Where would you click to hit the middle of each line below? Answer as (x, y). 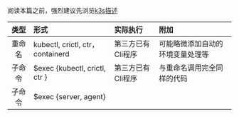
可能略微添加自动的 (191, 44)
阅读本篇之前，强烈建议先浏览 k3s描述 (63, 10)
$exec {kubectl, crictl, (70, 68)
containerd (51, 54)
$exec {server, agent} (69, 97)
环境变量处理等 (184, 54)
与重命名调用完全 (187, 68)
